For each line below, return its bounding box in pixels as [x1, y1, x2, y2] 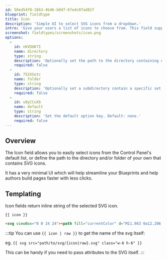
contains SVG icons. [5, 160, 47, 167]
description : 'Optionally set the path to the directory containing [14, 58, 159, 63]
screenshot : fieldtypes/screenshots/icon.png [5, 30, 101, 35]
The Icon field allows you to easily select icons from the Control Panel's [5, 150, 152, 156]
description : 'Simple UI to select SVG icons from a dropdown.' [5, 21, 141, 26]
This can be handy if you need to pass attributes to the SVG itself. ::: [5, 250, 145, 256]
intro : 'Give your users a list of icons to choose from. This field [5, 26, 153, 31]
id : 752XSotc [14, 72, 41, 77]
